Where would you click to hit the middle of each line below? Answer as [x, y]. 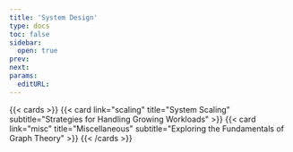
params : [24, 76]
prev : [19, 59]
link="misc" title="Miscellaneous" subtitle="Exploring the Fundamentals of [147, 128]
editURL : [34, 84]
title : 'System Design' [54, 17]
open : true [38, 51]
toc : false [30, 34]
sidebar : [26, 42]
